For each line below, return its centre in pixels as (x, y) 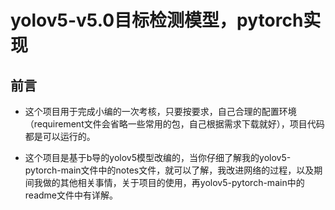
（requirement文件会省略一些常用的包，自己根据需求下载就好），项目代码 (174, 124)
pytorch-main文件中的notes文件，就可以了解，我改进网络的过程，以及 (169, 170)
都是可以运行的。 (60, 136)
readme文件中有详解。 (71, 195)
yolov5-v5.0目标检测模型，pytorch (157, 20)
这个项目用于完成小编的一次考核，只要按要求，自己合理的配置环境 (160, 111)
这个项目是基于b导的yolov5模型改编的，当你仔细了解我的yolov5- (158, 157)
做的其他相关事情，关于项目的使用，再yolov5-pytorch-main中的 (173, 182)
